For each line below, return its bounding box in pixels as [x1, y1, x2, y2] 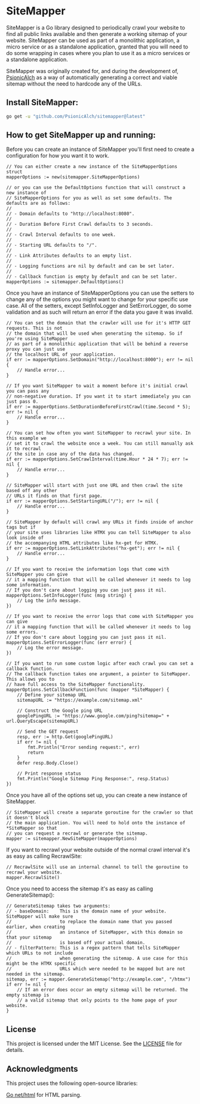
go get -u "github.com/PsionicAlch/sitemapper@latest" [6, 113, 146, 119]
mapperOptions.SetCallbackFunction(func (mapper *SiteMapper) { [6, 687, 170, 693]
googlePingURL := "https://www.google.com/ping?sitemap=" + [17, 713, 170, 719]
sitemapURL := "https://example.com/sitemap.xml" [17, 697, 143, 703]
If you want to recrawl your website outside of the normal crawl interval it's [6, 846, 190, 854]
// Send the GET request [17, 729, 79, 735]
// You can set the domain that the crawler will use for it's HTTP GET [6, 320, 191, 326]
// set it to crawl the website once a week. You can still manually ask [6, 441, 194, 447]
